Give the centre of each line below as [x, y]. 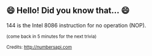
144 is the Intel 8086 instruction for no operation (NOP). [76, 25]
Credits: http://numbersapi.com [39, 47]
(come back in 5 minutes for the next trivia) [51, 37]
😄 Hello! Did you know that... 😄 [68, 11]
